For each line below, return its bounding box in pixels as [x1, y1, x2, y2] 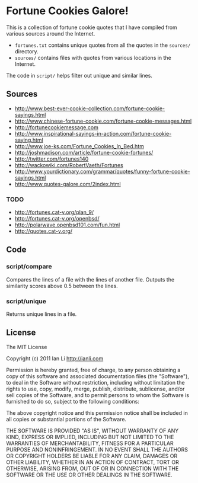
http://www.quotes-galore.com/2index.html [14, 180, 121, 187]
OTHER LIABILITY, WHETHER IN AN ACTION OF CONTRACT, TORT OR [6, 458, 179, 466]
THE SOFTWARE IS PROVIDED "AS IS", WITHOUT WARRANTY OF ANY [6, 427, 179, 434]
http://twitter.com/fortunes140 [14, 155, 89, 162]
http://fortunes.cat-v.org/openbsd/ [14, 215, 100, 222]
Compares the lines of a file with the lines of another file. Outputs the [6, 276, 175, 283]
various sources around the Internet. [6, 30, 95, 37]
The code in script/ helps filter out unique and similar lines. [6, 72, 153, 79]
